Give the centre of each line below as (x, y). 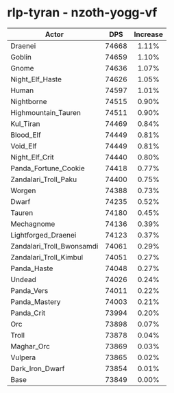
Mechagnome (33, 224)
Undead (23, 279)
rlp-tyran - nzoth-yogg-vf (82, 13)
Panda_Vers (29, 290)
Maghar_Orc (30, 346)
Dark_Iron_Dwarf (38, 368)
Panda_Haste (32, 268)
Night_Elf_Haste (36, 79)
